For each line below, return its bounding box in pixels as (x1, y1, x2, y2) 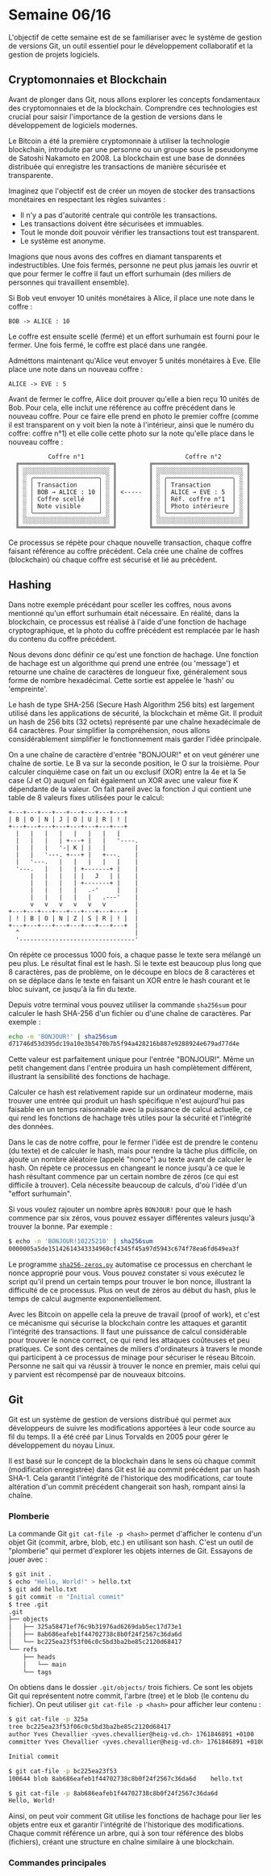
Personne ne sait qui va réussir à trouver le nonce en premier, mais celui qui (8, 1361, 261, 1371)
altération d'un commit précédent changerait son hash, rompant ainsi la (8, 1482, 246, 1491)
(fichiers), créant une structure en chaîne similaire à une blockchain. (8, 1837, 235, 1847)
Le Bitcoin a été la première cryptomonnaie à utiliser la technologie (8, 136, 230, 145)
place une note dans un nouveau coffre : (8, 364, 144, 373)
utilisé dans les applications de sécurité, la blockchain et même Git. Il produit (8, 708, 263, 718)
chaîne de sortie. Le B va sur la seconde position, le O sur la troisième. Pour (8, 758, 260, 768)
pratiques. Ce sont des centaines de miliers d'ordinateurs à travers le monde (8, 1344, 263, 1354)
